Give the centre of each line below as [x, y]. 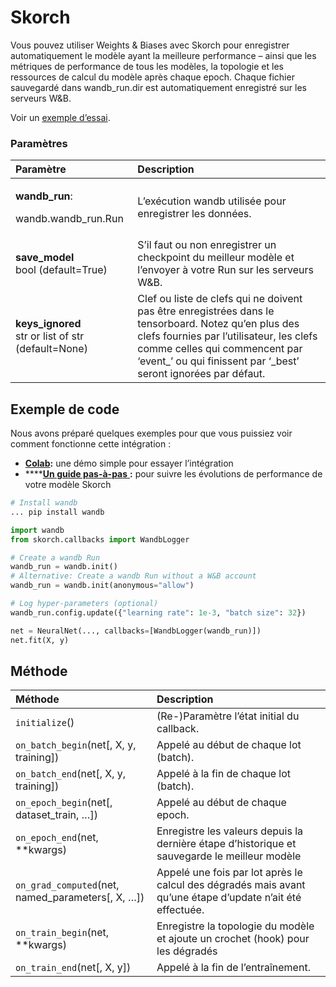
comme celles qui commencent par [220, 349]
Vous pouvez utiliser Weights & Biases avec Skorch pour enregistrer [150, 45]
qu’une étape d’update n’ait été [229, 898]
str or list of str [50, 336]
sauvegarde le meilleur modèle [229, 856]
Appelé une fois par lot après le [229, 873]
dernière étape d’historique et [226, 844]
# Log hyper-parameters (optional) [84, 604]
